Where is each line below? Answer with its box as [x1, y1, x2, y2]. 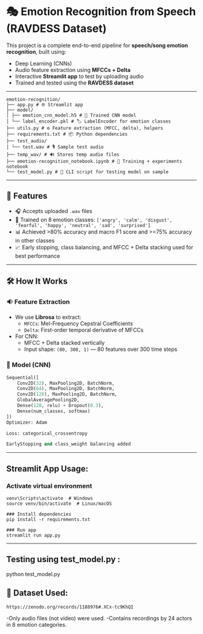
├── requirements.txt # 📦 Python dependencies [6, 131, 128, 137]
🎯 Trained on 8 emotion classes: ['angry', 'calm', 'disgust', [14, 216, 173, 223]
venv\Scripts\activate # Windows [6, 496, 94, 502]
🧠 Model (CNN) [6, 360, 51, 369]
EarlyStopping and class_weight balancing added [6, 441, 131, 447]
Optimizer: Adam [6, 419, 47, 426]
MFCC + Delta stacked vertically [24, 339, 105, 347]
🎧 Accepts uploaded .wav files [14, 207, 92, 214]
